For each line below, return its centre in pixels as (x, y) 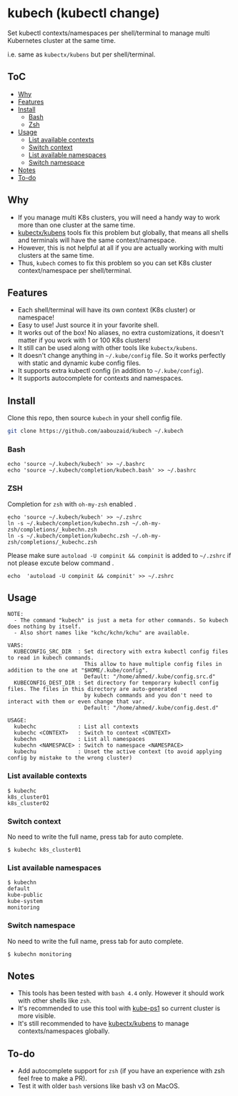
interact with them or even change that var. (76, 702)
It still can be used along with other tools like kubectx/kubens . (108, 348)
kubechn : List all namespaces (79, 739)
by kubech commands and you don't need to (148, 696)
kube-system (25, 902)
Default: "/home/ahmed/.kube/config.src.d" (150, 677)
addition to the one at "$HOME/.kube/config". (78, 671)
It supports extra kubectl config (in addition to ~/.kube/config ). (110, 371)
